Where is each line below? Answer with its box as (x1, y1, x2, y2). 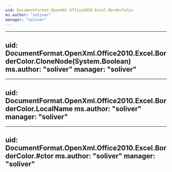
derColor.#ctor (5, 152, 54, 161)
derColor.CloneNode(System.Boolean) (5, 57, 132, 66)
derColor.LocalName (5, 104, 73, 113)
